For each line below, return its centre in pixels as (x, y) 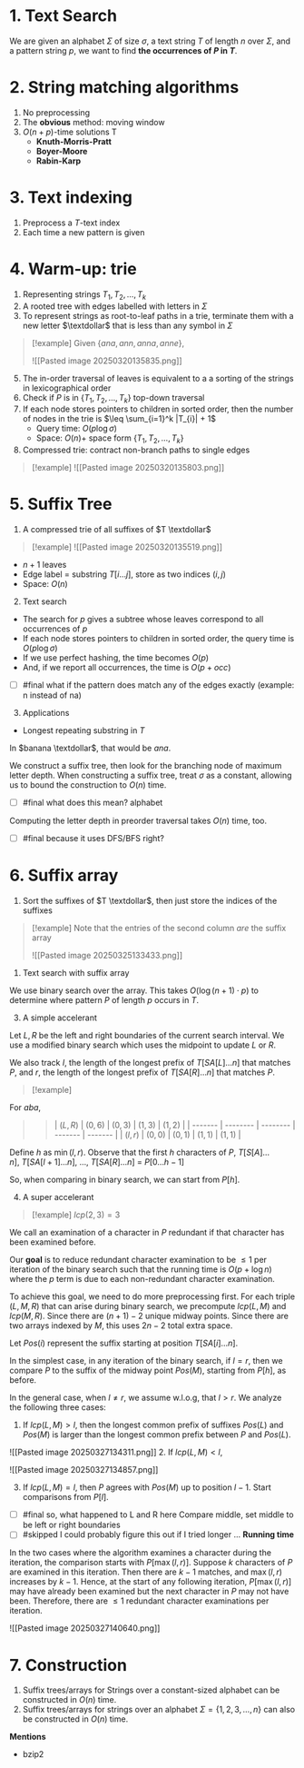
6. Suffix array (64, 875)
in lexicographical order (67, 388)
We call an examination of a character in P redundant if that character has (147, 1233)
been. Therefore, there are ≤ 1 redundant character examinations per (139, 1601)
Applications (46, 713)
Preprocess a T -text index (71, 223)
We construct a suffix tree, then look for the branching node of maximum (146, 766)
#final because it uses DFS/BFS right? (93, 839)
